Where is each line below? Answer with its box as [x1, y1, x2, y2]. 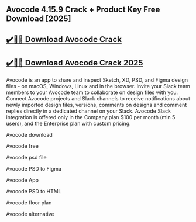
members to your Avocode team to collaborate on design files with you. [6, 89, 178, 96]
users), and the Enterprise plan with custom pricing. [6, 120, 131, 127]
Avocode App [6, 176, 39, 183]
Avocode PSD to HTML [6, 188, 61, 195]
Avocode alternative [6, 210, 54, 217]
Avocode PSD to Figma [6, 165, 61, 172]
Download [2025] [6, 14, 71, 24]
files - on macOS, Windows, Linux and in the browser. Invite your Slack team [6, 82, 190, 89]
